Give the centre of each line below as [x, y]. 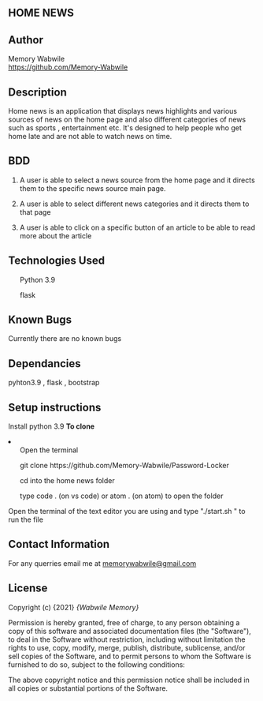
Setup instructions [55, 407]
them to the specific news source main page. [93, 188]
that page [35, 212]
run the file [26, 519]
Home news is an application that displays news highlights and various [123, 111]
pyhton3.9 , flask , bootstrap [54, 383]
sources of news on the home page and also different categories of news [127, 120]
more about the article [56, 235]
